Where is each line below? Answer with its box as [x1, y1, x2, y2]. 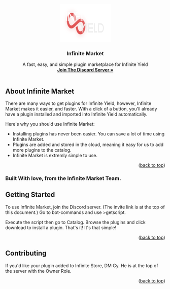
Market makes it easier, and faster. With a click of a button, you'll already [5, 106, 157, 112]
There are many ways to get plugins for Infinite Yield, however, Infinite [5, 100, 152, 106]
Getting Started [5, 191, 55, 199]
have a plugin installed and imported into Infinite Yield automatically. [5, 111, 148, 117]
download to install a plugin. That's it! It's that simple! [5, 224, 117, 231]
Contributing [5, 249, 47, 258]
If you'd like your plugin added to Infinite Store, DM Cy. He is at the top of [5, 262, 158, 269]
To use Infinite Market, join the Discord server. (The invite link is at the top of [5, 204, 165, 210]
